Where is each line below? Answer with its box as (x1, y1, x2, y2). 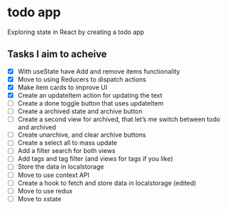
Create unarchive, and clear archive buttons (17, 130, 147, 139)
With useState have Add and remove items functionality (17, 67, 181, 75)
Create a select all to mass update (17, 139, 118, 147)
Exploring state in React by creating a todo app (7, 28, 145, 36)
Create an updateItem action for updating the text (17, 91, 163, 99)
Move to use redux (17, 186, 73, 195)
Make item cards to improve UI (17, 83, 108, 91)
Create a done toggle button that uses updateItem (17, 99, 164, 107)
